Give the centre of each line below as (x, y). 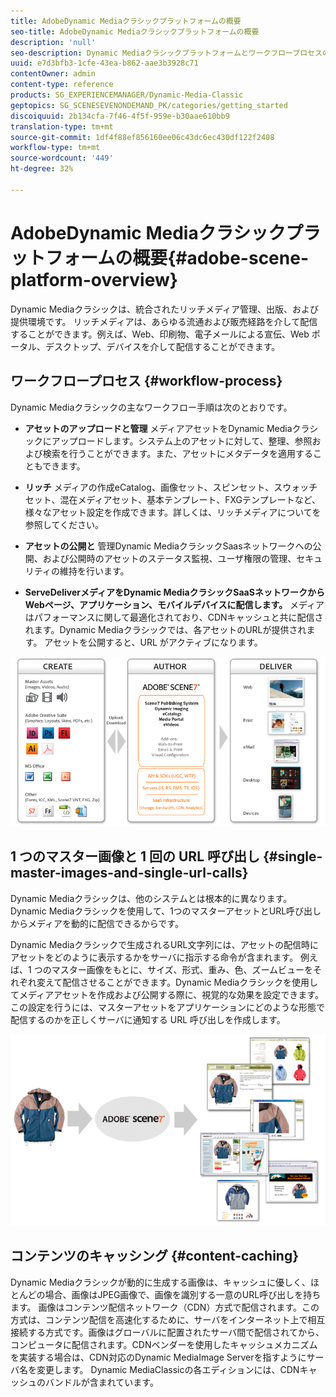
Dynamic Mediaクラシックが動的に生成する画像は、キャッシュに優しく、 (161, 1282)
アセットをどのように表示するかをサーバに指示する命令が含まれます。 (154, 957)
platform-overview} (94, 279)
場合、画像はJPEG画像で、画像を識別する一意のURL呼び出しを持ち (183, 1294)
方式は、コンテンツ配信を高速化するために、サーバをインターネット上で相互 (168, 1319)
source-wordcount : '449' (62, 158)
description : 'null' (53, 42)
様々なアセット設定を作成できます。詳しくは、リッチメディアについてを (173, 512)
